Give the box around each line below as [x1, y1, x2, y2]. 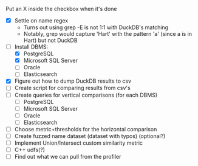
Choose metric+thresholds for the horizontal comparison [14, 125, 157, 133]
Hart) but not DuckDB [23, 36, 78, 44]
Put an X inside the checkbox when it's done [5, 5, 117, 12]
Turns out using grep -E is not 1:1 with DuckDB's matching [23, 24, 168, 31]
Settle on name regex [14, 17, 68, 24]
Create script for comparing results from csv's [14, 85, 131, 92]
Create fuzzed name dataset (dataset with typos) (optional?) [14, 132, 166, 139]
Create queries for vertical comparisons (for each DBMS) [14, 91, 158, 99]
